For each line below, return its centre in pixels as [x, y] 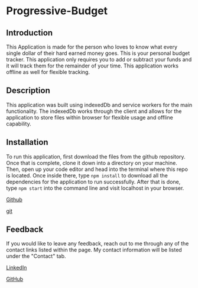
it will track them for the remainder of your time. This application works [92, 66]
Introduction [30, 33]
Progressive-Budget [57, 11]
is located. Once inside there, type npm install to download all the [87, 175]
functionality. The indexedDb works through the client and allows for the [94, 111]
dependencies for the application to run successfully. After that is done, [93, 182]
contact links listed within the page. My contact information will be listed [94, 250]
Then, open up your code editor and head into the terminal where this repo [97, 169]
